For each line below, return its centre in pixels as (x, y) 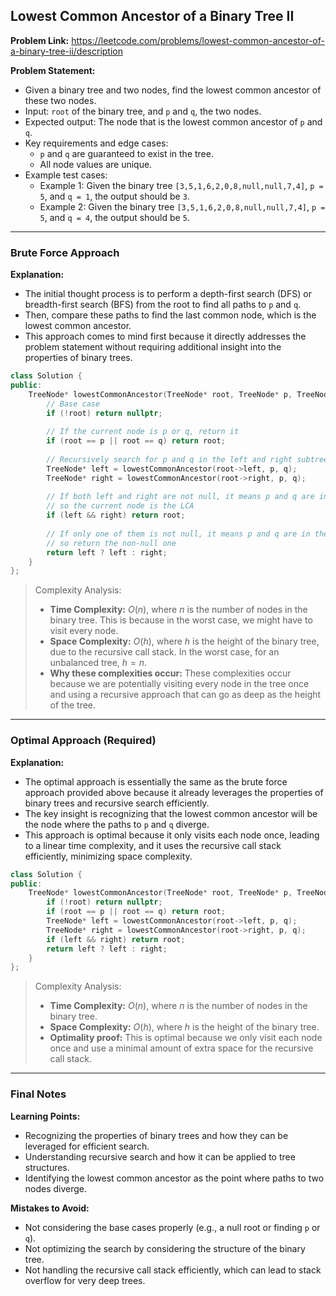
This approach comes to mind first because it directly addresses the (165, 336)
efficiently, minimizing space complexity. (108, 856)
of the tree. (73, 705)
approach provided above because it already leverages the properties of (174, 792)
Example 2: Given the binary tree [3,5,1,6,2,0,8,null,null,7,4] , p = (182, 206)
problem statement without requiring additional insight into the (153, 347)
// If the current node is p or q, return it (143, 432)
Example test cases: (66, 175)
